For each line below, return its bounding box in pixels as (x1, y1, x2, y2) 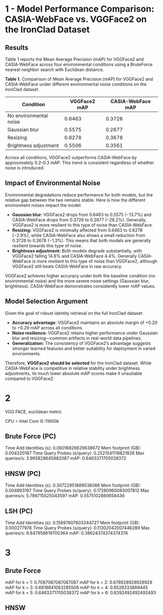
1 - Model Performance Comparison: (5, 3, 154, 15)
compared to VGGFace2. (5, 376, 55, 381)
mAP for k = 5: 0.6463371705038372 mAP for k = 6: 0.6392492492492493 (5, 590, 156, 596)
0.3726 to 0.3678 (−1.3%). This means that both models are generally (12, 237, 151, 243)
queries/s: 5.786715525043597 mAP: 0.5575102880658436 (5, 493, 125, 499)
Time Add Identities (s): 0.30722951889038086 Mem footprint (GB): (5, 483, 141, 488)
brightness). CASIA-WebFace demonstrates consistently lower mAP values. (5, 283, 156, 289)
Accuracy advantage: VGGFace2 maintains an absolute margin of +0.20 (12, 320, 158, 326)
